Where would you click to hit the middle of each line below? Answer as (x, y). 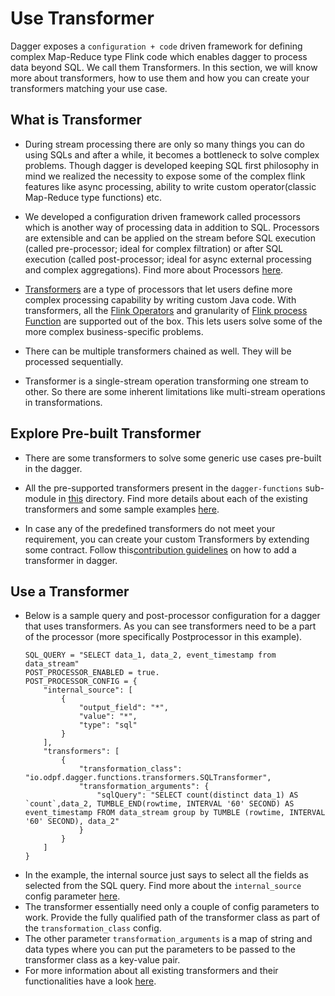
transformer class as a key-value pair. (102, 960)
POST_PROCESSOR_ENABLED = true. (92, 673)
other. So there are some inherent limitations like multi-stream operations (175, 391)
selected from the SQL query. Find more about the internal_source (163, 886)
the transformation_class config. (93, 928)
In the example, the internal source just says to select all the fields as (166, 875)
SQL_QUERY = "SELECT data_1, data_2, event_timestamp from (150, 655)
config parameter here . (72, 896)
